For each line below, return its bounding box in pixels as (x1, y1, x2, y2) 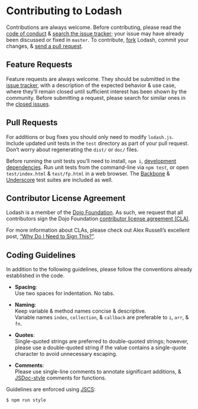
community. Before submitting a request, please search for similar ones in (6, 94, 186, 101)
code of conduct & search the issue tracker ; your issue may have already (6, 30, 184, 37)
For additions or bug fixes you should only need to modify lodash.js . (6, 133, 174, 140)
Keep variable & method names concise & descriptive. (14, 307, 147, 314)
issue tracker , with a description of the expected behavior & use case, (6, 82, 176, 89)
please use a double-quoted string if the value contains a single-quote (14, 344, 187, 351)
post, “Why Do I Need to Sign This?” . (6, 233, 96, 240)
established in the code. (6, 272, 65, 279)
